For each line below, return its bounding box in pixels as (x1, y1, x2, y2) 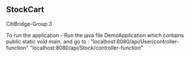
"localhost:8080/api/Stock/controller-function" (29, 44, 144, 51)
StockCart (6, 5, 45, 15)
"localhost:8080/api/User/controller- (90, 38, 179, 45)
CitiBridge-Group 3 (6, 20, 52, 27)
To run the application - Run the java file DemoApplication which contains (6, 32, 184, 39)
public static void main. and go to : (6, 38, 89, 45)
